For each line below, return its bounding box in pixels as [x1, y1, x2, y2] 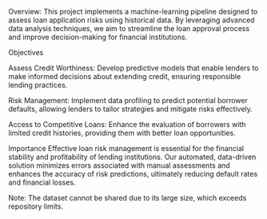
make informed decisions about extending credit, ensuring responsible [8, 72, 241, 81]
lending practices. [8, 80, 68, 90]
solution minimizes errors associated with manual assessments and [8, 161, 230, 170]
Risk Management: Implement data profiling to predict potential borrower [8, 96, 248, 105]
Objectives [8, 48, 44, 57]
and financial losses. [8, 177, 76, 187]
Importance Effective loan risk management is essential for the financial [8, 144, 245, 153]
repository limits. [8, 201, 64, 211]
